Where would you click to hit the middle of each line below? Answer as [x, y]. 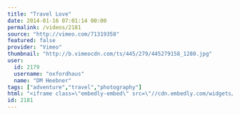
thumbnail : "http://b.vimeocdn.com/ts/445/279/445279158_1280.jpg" [110, 54]
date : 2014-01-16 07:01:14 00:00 [57, 21]
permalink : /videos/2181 [44, 27]
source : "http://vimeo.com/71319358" [64, 34]
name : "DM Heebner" [43, 80]
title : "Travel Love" [40, 14]
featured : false [31, 41]
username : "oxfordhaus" [49, 74]
